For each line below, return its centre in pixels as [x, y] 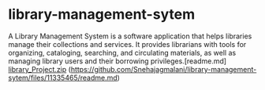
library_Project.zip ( [39, 69]
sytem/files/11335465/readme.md [63, 77]
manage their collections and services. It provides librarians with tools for [127, 44]
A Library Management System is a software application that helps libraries [130, 36]
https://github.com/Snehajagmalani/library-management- [164, 69]
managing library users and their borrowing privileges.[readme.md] [118, 61]
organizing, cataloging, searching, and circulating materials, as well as [122, 52]
